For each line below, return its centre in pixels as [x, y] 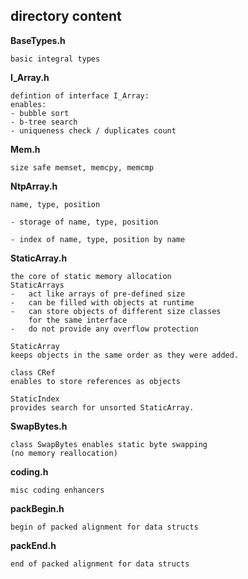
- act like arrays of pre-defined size [98, 294]
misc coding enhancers [57, 490]
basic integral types [55, 59]
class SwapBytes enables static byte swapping [109, 444]
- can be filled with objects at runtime [102, 302]
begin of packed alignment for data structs [104, 527]
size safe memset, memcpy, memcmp [82, 167]
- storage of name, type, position [84, 222]
